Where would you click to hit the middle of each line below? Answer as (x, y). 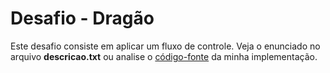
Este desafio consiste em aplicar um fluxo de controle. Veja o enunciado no (165, 46)
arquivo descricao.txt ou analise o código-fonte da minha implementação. (164, 56)
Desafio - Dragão (82, 18)
